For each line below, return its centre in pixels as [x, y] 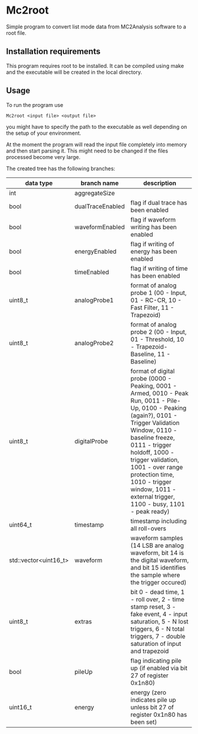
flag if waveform [153, 219]
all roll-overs [148, 528]
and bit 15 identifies [158, 567]
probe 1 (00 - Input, [159, 293]
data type [39, 183]
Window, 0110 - [154, 430]
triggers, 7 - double [158, 636]
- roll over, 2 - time [157, 599]
